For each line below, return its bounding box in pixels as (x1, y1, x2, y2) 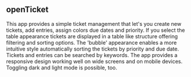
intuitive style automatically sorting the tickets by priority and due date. (6, 45, 179, 52)
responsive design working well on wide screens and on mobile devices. (6, 58, 183, 65)
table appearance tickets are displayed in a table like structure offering (6, 32, 179, 40)
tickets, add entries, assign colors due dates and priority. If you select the (6, 26, 185, 34)
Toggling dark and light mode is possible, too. (6, 64, 117, 71)
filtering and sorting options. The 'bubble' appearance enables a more (6, 39, 177, 46)
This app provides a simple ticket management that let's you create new (6, 20, 182, 27)
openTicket (6, 5, 49, 15)
